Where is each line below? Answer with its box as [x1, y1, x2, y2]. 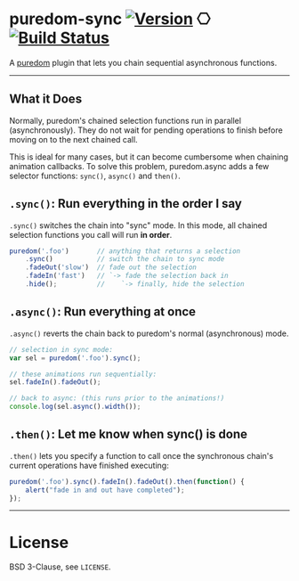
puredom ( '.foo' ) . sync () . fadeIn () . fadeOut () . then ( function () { [9, 477, 245, 486]
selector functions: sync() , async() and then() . [9, 170, 181, 181]
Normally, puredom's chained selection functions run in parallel [9, 115, 242, 126]
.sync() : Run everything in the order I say [9, 196, 242, 211]
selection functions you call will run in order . [9, 229, 173, 240]
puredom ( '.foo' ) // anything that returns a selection [9, 246, 241, 256]
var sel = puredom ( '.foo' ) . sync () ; [9, 353, 141, 363]
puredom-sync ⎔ [9, 9, 211, 29]
